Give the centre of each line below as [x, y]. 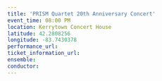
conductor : [23, 66]
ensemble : [22, 60]
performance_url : [33, 46]
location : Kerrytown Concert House [60, 27]
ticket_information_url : [44, 54]
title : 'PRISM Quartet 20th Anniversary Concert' [82, 14]
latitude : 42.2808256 [39, 33]
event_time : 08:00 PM [39, 20]
